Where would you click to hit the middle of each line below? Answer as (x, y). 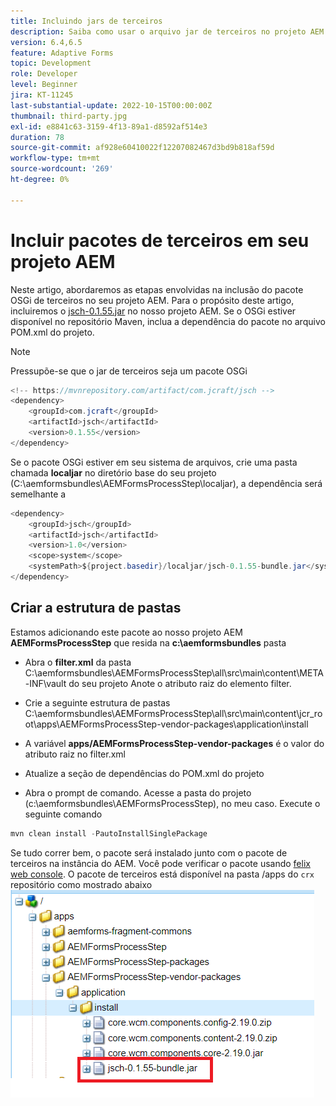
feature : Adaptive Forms (62, 53)
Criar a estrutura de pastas (96, 608)
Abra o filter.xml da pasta (78, 662)
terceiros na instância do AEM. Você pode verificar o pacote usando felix (160, 863)
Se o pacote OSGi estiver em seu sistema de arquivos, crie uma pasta (154, 462)
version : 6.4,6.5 (46, 42)
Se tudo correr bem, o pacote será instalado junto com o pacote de (149, 852)
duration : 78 (37, 137)
